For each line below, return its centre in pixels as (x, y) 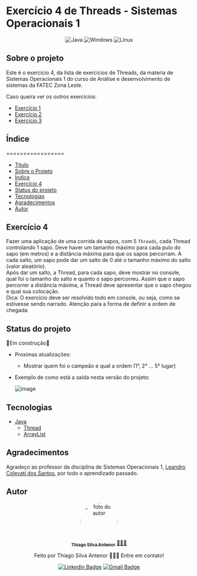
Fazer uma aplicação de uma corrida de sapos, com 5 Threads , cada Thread (98, 241)
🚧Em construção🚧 (28, 343)
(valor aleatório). (26, 266)
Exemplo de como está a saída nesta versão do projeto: (82, 377)
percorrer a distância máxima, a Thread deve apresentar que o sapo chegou (99, 285)
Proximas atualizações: (43, 355)
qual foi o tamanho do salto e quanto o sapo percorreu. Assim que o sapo (95, 279)
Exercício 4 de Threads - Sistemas (92, 11)
